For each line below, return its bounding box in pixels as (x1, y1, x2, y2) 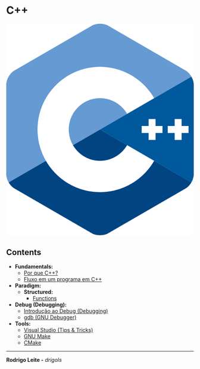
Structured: (23, 288, 54, 296)
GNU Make (23, 333, 51, 340)
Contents (6, 247, 42, 257)
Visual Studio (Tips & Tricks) (23, 327, 93, 334)
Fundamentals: (14, 263, 54, 270)
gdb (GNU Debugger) (23, 314, 77, 321)
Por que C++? (23, 269, 58, 276)
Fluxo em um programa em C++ (23, 276, 102, 283)
